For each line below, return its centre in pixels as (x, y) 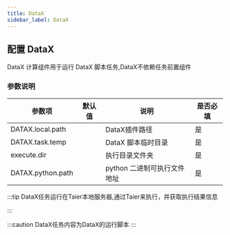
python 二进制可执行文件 (145, 168)
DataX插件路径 (129, 129)
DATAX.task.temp (38, 142)
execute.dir (28, 155)
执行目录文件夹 (129, 155)
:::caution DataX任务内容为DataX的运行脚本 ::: (72, 224)
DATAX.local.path (38, 129)
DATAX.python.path (42, 173)
